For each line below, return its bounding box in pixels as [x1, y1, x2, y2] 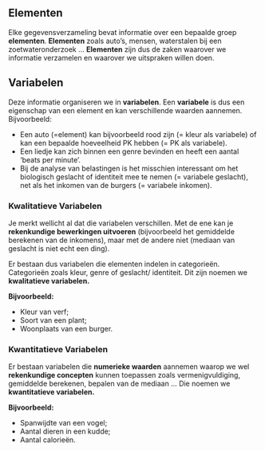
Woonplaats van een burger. [19, 324, 113, 333]
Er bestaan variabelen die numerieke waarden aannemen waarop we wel [8, 362, 250, 371]
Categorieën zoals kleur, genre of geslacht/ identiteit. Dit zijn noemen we [8, 267, 247, 277]
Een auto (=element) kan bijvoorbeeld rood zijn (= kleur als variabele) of [19, 129, 257, 139]
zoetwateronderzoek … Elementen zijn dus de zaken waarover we [8, 44, 227, 54]
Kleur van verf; [19, 307, 69, 316]
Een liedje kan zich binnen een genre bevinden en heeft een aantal [19, 147, 239, 156]
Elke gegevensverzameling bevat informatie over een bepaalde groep [8, 27, 237, 37]
